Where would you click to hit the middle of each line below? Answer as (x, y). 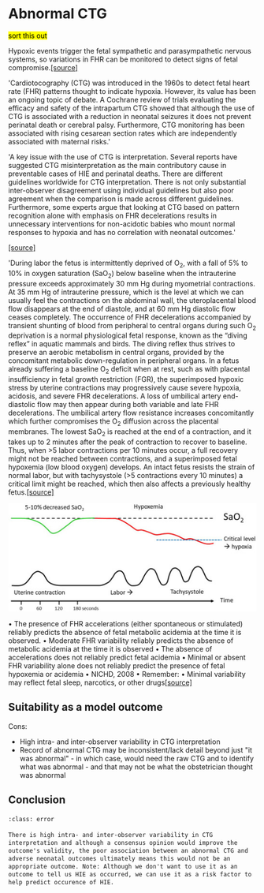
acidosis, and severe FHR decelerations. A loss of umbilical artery (115, 396)
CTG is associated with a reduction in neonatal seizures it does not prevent (130, 116)
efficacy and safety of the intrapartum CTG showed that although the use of (131, 108)
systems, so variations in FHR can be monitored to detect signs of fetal (123, 59)
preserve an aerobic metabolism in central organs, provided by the (116, 353)
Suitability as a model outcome (86, 707)
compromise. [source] (43, 67)
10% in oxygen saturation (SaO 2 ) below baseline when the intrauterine (122, 274)
